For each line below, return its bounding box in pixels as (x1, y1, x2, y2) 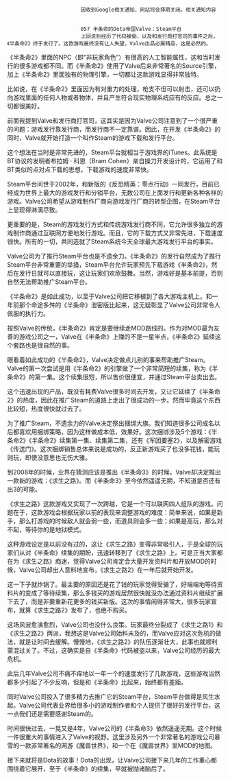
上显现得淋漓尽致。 (7, 206, 62, 214)
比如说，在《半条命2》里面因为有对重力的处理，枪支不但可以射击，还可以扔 (7, 85, 221, 93)
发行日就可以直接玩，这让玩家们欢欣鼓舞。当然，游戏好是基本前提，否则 (18, 269, 223, 277)
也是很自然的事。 (25, 341, 73, 349)
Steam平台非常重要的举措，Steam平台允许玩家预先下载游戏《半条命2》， (7, 261, 212, 269)
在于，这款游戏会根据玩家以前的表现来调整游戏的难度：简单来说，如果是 (12, 508, 217, 516)
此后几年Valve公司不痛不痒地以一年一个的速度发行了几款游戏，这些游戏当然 (7, 669, 221, 678)
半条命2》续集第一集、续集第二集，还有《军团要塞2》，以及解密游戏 (31, 436, 222, 444)
